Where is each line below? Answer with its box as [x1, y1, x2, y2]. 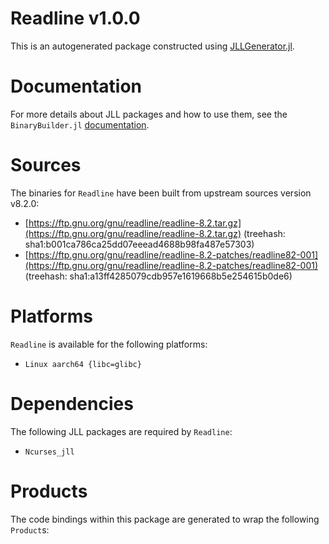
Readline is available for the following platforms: [10, 338, 208, 350]
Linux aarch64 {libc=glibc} [24, 359, 142, 369]
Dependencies [10, 392, 134, 415]
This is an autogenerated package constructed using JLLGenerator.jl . [10, 40, 295, 52]
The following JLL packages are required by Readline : [10, 425, 233, 437]
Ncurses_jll [24, 447, 75, 457]
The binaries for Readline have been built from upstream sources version [10, 187, 312, 199]
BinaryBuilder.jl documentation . [10, 118, 150, 131]
